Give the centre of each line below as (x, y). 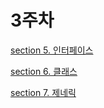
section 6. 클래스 (44, 71)
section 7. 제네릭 (43, 92)
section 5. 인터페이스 (52, 50)
